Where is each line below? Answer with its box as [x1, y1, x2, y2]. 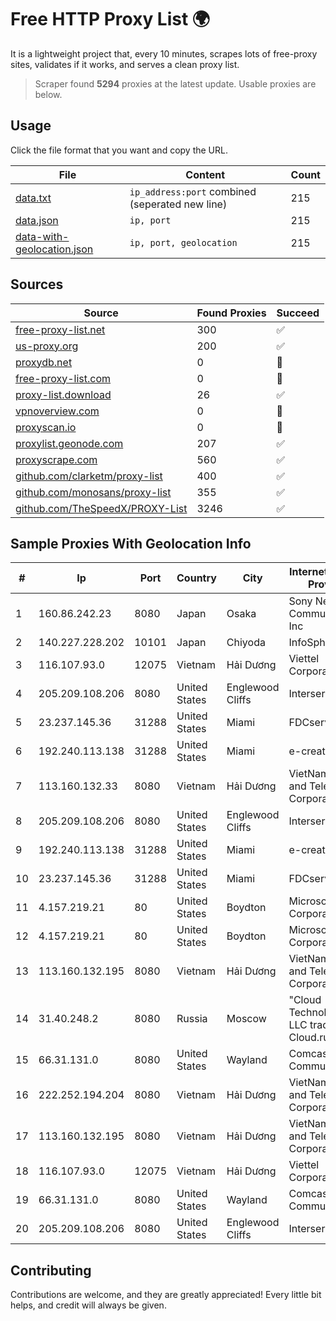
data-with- [15, 229, 70, 243]
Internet [289, 565, 328, 579]
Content [185, 167, 226, 181]
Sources [10, 276, 64, 293]
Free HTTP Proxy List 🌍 [10, 8, 211, 31]
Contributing [10, 1262, 92, 1279]
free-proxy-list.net [15, 322, 106, 336]
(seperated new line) [129, 197, 228, 211]
